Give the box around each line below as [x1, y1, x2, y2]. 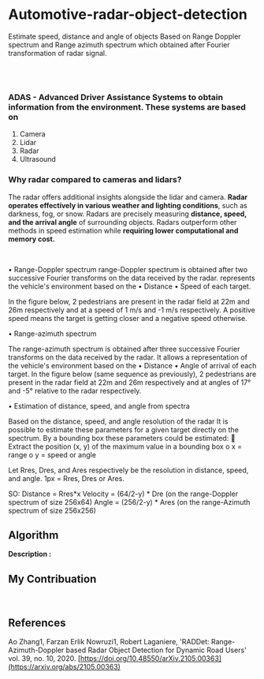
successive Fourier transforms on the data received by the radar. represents [8, 273, 255, 282]
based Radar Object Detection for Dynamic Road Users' [65, 645, 247, 655]
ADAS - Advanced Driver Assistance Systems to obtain [8, 91, 223, 103]
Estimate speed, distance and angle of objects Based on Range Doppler [8, 32, 242, 41]
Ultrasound [19, 155, 57, 164]
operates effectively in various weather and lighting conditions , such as [8, 200, 248, 210]
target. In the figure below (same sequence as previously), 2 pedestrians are [8, 369, 257, 379]
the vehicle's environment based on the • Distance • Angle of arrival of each [8, 360, 257, 370]
